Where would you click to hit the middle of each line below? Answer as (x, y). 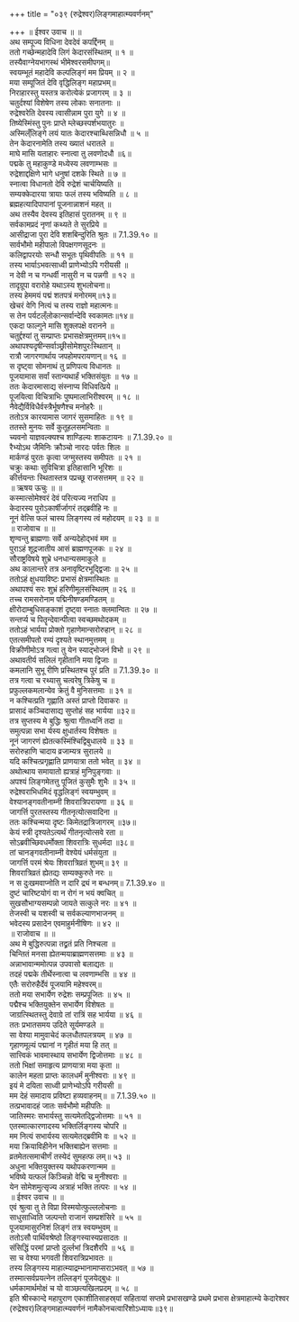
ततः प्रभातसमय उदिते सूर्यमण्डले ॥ (56, 1025)
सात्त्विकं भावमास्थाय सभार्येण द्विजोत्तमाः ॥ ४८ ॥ (76, 1055)
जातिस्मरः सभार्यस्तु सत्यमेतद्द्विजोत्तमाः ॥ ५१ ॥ (75, 1116)
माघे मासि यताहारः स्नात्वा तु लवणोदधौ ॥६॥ (71, 154)
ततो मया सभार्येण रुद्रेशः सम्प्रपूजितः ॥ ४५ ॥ (70, 994)
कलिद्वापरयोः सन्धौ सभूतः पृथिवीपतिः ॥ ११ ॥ (71, 255)
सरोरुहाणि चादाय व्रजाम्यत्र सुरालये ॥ (60, 751)
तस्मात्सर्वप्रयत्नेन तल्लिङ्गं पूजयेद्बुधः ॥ (64, 1278)
